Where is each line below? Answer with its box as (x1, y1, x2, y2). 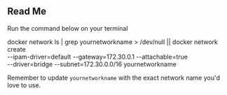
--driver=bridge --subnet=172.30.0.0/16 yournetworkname (7, 59, 177, 68)
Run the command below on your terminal (7, 24, 128, 32)
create (7, 45, 26, 53)
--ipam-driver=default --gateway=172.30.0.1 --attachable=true (7, 52, 188, 61)
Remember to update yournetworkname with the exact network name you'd (7, 73, 221, 82)
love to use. (7, 80, 41, 89)
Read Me (7, 6, 47, 17)
